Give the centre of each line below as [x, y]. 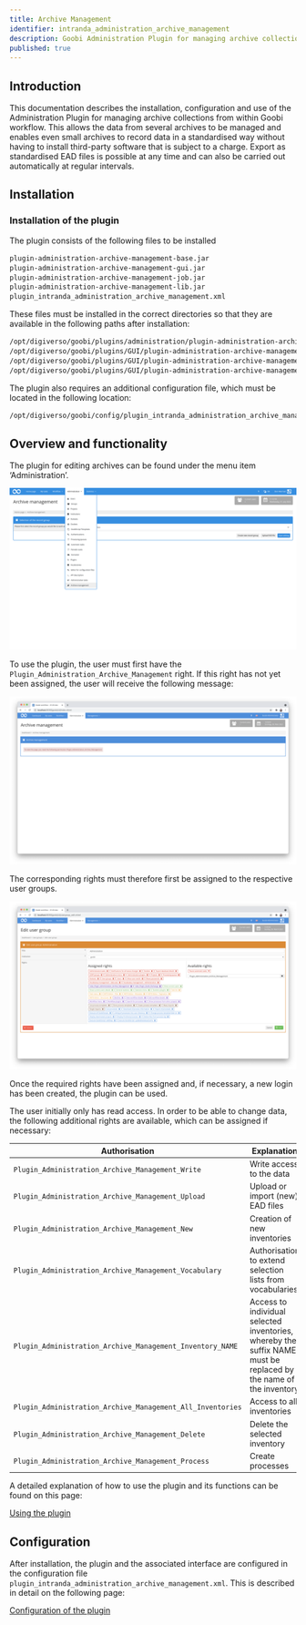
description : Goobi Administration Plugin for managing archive [134, 38]
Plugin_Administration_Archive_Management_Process [111, 1462]
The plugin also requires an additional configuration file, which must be [143, 388]
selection [266, 1270]
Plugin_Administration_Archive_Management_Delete [109, 1435]
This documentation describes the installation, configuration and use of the [150, 108]
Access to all [273, 1402]
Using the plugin [40, 1513]
